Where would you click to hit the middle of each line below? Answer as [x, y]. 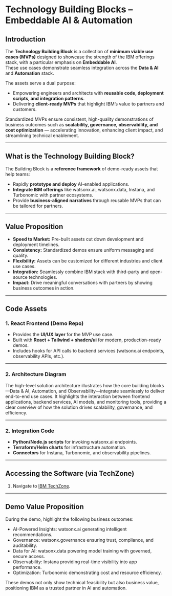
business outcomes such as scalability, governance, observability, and [82, 125]
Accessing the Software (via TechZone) [70, 473]
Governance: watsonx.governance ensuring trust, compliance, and [83, 540]
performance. [27, 567]
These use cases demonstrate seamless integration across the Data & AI [82, 68]
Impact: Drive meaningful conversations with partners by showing [82, 282]
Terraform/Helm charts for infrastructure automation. [69, 447]
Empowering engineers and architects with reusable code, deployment [88, 93]
